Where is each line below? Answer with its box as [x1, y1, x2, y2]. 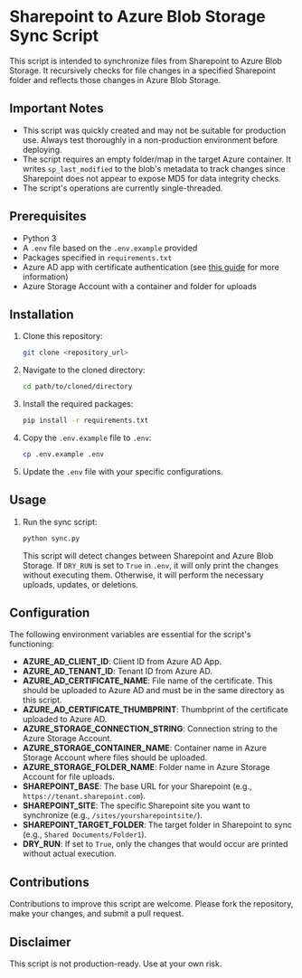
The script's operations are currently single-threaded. [22, 183, 223, 193]
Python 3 [22, 232, 57, 243]
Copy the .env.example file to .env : [22, 432, 152, 443]
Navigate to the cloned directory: [22, 364, 146, 376]
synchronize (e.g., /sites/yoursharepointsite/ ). [22, 810, 203, 821]
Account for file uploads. [22, 771, 115, 783]
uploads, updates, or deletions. [22, 578, 138, 589]
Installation [9, 306, 74, 322]
